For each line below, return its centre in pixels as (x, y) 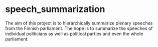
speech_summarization (55, 9)
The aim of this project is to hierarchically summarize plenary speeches (79, 23)
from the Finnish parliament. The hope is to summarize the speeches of (79, 28)
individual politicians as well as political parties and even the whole (74, 33)
